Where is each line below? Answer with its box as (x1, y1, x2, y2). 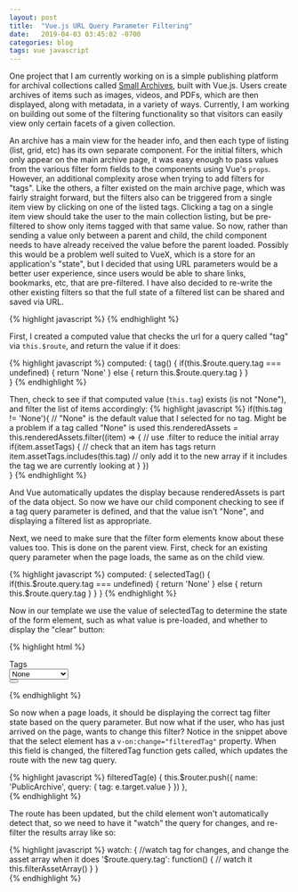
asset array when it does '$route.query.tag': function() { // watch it (9, 854, 253, 865)
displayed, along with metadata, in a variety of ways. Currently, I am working (9, 99, 290, 110)
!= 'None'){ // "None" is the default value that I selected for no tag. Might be (9, 413, 287, 424)
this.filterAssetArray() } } (9, 863, 100, 874)
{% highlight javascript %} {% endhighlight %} (9, 314, 180, 325)
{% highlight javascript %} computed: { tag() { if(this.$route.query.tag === (9, 358, 282, 368)
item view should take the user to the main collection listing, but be (9, 211, 254, 222)
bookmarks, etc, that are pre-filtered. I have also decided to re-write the (9, 277, 273, 288)
